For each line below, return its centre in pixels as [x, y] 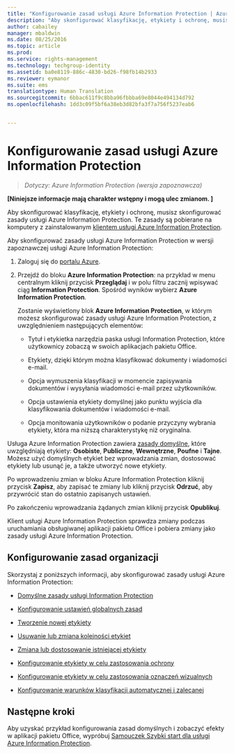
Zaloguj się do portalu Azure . [59, 261]
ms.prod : [20, 53]
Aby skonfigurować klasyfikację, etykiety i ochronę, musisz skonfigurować [114, 212]
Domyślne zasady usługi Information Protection [85, 595]
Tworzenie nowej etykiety [54, 622]
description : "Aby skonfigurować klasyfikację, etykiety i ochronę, [109, 20]
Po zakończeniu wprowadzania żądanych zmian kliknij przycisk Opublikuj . [114, 507]
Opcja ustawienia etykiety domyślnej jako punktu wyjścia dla [115, 401]
